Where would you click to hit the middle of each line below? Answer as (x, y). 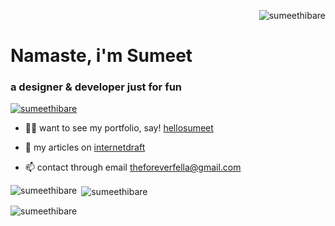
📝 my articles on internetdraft (85, 147)
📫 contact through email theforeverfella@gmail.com (133, 167)
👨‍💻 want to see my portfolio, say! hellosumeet (119, 128)
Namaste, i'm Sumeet (101, 56)
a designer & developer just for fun (96, 87)
